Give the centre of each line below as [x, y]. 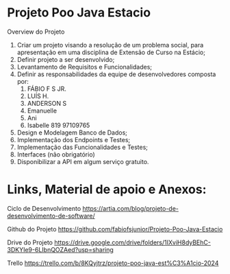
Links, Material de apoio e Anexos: [107, 190]
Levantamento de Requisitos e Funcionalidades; [85, 67]
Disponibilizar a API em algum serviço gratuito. [83, 161]
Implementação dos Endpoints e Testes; [74, 139]
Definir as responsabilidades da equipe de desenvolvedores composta [116, 74]
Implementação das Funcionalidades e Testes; [82, 147]
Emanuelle [42, 111]
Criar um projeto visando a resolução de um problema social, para [110, 45]
